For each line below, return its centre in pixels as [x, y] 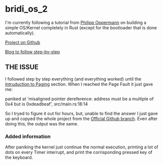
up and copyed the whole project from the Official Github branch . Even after [81, 119]
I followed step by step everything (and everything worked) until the [73, 79]
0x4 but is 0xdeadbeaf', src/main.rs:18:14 [47, 104]
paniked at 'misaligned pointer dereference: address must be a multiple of [79, 99]
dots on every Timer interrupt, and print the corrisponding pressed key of [79, 152]
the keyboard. [19, 158]
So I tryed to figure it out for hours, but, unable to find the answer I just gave [81, 113]
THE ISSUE [22, 67]
